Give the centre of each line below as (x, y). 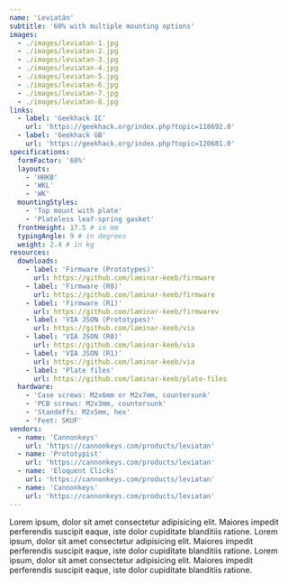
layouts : (34, 169)
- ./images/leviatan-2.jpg (68, 51)
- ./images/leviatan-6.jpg (68, 85)
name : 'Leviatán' (42, 18)
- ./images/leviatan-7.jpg (68, 93)
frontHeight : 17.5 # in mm (68, 227)
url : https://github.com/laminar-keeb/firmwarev (126, 311)
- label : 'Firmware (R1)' (74, 303)
